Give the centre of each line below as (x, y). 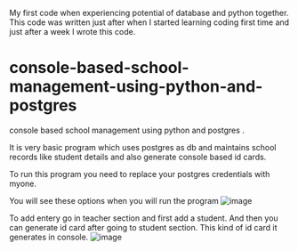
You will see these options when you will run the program (114, 200)
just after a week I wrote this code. (72, 32)
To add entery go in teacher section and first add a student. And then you (144, 218)
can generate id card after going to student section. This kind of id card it (143, 227)
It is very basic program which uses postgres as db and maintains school (143, 147)
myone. (23, 183)
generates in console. (49, 237)
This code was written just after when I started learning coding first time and (149, 22)
